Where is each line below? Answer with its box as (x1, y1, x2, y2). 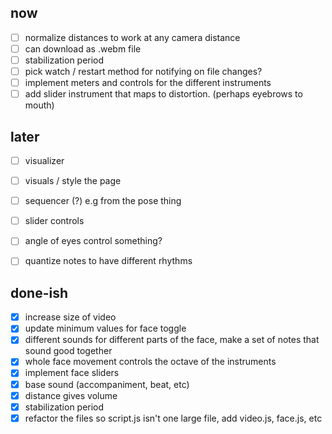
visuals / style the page (24, 175, 122, 187)
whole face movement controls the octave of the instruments (24, 356, 277, 368)
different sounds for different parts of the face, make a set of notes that (24, 334, 320, 346)
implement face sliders (24, 367, 120, 379)
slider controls (24, 215, 85, 227)
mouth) (24, 99, 55, 111)
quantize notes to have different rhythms (24, 255, 193, 267)
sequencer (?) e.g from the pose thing (24, 195, 182, 207)
